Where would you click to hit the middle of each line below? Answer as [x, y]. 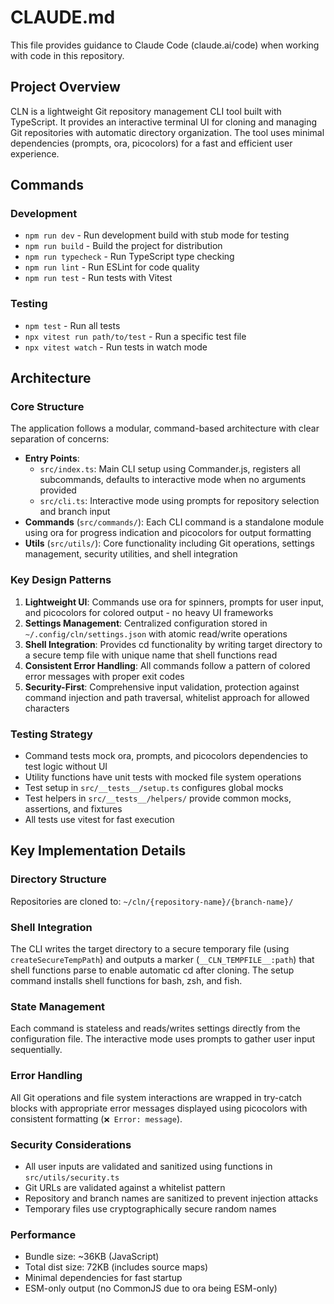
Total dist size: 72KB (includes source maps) [116, 1267]
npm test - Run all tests [72, 325]
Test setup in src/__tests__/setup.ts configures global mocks [154, 788]
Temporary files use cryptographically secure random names [150, 1208]
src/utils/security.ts [72, 1177]
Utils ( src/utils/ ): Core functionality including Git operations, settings [169, 543]
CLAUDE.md [63, 17]
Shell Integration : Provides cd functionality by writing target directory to [173, 644]
